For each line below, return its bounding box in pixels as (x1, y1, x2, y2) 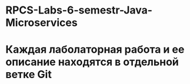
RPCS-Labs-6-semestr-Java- (5, 4, 153, 17)
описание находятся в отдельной (5, 55, 179, 69)
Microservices (5, 16, 78, 29)
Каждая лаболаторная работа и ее (5, 43, 185, 56)
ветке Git (5, 68, 52, 81)
